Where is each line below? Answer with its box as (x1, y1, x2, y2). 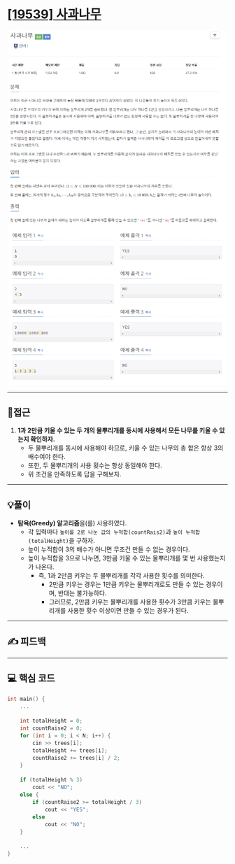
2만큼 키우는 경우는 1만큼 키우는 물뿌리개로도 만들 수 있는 (48, 580, 205, 588)
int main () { (7, 695, 45, 702)
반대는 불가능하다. (58, 589, 107, 597)
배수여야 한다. (27, 453, 66, 461)
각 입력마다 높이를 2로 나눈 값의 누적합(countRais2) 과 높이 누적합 (27, 527, 201, 536)
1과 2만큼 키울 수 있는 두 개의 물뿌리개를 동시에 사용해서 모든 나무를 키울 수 (17, 426, 218, 434)
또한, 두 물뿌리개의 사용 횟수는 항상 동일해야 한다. (27, 461, 162, 469)
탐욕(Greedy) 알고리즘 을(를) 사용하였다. (17, 519, 127, 527)
